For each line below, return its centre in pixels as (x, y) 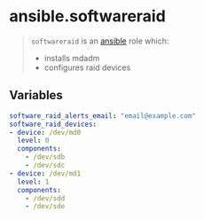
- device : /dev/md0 (45, 132)
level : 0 (33, 141)
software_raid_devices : (53, 124)
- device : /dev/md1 (45, 173)
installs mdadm (72, 58)
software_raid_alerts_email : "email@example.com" (103, 116)
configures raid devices (87, 67)
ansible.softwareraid (87, 16)
